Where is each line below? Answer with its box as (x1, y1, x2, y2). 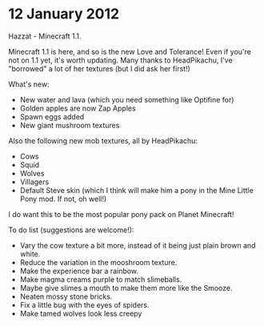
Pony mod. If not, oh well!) (19, 194, 107, 203)
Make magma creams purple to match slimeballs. (19, 274, 182, 284)
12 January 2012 (8, 5, 120, 23)
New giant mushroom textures (19, 120, 120, 130)
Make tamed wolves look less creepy (19, 308, 142, 318)
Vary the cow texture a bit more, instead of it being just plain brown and (19, 240, 256, 250)
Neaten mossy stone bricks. (19, 292, 113, 301)
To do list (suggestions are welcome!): (8, 225, 134, 235)
